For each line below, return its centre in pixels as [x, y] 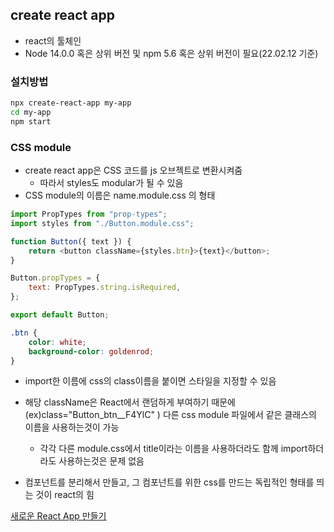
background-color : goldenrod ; [91, 351]
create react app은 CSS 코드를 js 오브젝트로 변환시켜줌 [133, 170]
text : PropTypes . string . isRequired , [105, 288]
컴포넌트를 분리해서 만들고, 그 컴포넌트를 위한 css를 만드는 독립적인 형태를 [169, 482]
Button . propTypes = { [55, 278]
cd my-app [31, 112]
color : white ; [57, 342]
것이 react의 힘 [65, 495]
